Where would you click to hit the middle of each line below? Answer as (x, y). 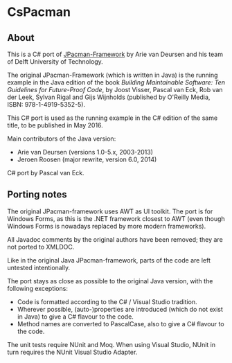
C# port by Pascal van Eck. (46, 173)
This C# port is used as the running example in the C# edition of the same (113, 118)
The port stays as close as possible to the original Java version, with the (110, 281)
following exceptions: (37, 288)
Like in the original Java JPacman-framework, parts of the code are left (109, 260)
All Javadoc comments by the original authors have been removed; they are (115, 239)
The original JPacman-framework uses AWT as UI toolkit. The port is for (110, 211)
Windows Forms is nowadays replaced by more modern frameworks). (107, 226)
